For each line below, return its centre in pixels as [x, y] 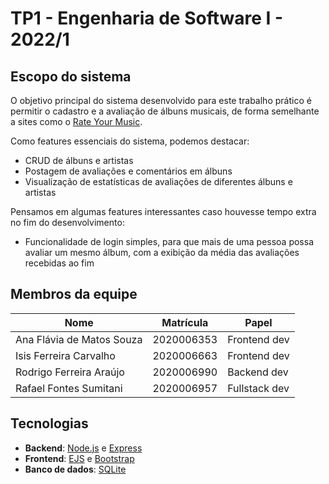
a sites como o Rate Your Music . [76, 121]
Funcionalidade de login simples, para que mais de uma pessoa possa [169, 241]
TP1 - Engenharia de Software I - [147, 18]
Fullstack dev [258, 388]
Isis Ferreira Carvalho [65, 355]
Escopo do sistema [71, 76]
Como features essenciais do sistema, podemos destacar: [130, 141]
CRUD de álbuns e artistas [79, 160]
